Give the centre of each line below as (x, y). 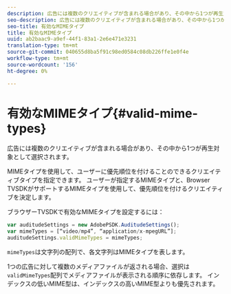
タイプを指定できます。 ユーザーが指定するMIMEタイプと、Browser (114, 180)
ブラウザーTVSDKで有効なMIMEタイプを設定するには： (86, 212)
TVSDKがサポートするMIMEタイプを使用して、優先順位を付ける (97, 189)
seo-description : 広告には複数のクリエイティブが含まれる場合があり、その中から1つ (114, 20)
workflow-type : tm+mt (38, 59)
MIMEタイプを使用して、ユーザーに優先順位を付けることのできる (99, 171)
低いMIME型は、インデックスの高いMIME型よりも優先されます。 (128, 284)
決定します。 (37, 198)
